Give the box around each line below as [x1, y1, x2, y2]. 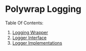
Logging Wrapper [12, 29, 48, 35]
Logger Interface [12, 35, 47, 41]
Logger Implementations [12, 40, 63, 46]
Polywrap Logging [5, 3, 82, 15]
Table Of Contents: [5, 20, 43, 26]
